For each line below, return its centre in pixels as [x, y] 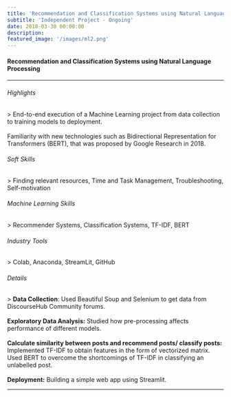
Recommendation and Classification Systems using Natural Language [109, 61]
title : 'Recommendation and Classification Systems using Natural [104, 13]
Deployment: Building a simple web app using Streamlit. [87, 380]
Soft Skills [21, 159]
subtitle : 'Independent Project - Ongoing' [70, 20]
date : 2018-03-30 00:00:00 [46, 26]
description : [26, 33]
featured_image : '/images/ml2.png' [58, 39]
